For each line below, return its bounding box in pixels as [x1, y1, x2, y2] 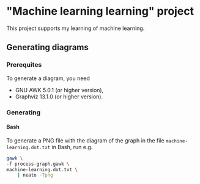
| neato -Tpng [17, 172, 53, 178]
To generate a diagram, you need [6, 75, 91, 82]
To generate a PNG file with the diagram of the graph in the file [6, 136, 165, 144]
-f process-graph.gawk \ [6, 161, 70, 167]
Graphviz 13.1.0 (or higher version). [15, 93, 103, 100]
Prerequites [6, 61, 42, 69]
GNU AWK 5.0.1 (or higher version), [15, 86, 104, 94]
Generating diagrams [6, 42, 89, 53]
